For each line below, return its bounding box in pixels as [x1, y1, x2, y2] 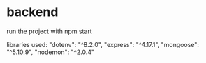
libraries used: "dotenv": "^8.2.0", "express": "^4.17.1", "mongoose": [6, 40, 200, 48]
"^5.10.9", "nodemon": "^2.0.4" [6, 48, 95, 56]
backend [6, 4, 59, 20]
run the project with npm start [6, 27, 92, 35]
